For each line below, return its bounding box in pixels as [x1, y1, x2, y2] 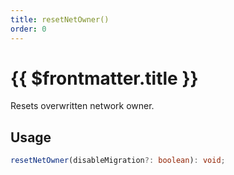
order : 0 [10, 24, 47, 34]
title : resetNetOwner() [10, 14, 110, 25]
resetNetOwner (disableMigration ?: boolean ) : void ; [10, 156, 226, 166]
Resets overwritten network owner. [10, 100, 155, 112]
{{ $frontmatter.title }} [10, 67, 199, 90]
